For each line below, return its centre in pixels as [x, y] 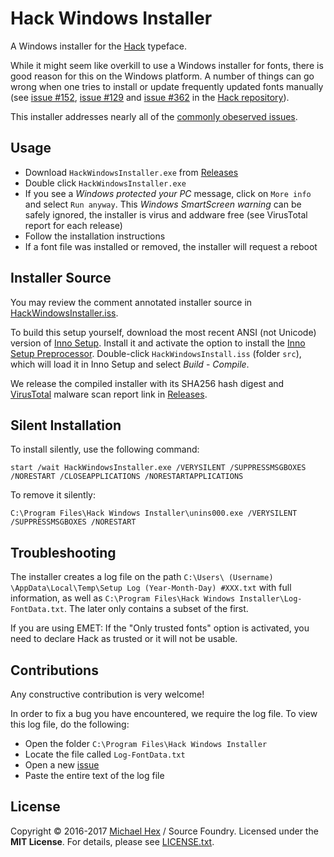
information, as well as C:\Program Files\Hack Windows [123, 598]
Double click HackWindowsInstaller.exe [105, 183]
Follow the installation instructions [95, 236]
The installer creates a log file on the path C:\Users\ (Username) [142, 577]
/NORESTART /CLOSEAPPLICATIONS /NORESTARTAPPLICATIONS [127, 477]
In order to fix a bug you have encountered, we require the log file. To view [164, 713]
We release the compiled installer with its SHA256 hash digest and [147, 383]
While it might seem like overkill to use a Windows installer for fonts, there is [167, 65]
